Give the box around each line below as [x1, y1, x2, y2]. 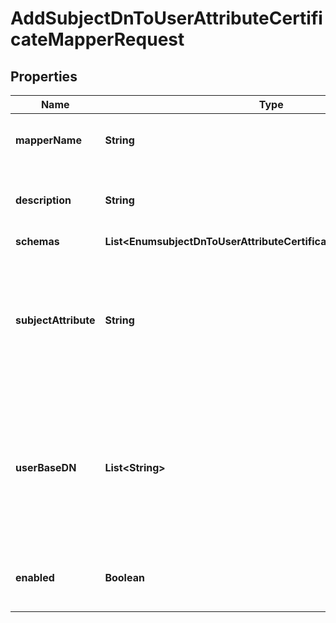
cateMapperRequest [10, 28, 185, 51]
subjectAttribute [15, 313, 96, 327]
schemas [15, 235, 60, 248]
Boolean [104, 571, 145, 584]
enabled [15, 571, 55, 584]
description [15, 193, 72, 207]
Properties [10, 68, 78, 85]
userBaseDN [15, 461, 77, 474]
